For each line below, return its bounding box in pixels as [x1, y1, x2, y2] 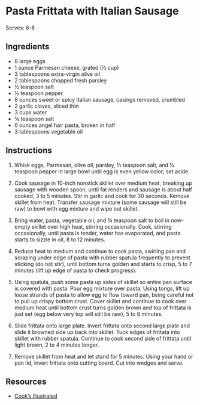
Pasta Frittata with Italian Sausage [5, 4, 179, 18]
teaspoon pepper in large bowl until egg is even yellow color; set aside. [14, 167, 190, 175]
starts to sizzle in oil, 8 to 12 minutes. [14, 236, 105, 243]
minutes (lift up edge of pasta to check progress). [14, 267, 137, 274]
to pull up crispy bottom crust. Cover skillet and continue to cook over [14, 297, 187, 305]
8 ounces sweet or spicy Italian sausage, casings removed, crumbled [14, 96, 185, 103]
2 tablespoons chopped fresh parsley [14, 76, 107, 84]
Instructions [5, 146, 52, 156]
